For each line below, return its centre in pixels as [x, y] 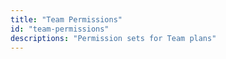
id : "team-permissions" [60, 29]
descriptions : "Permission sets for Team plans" [113, 38]
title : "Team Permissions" [66, 19]
